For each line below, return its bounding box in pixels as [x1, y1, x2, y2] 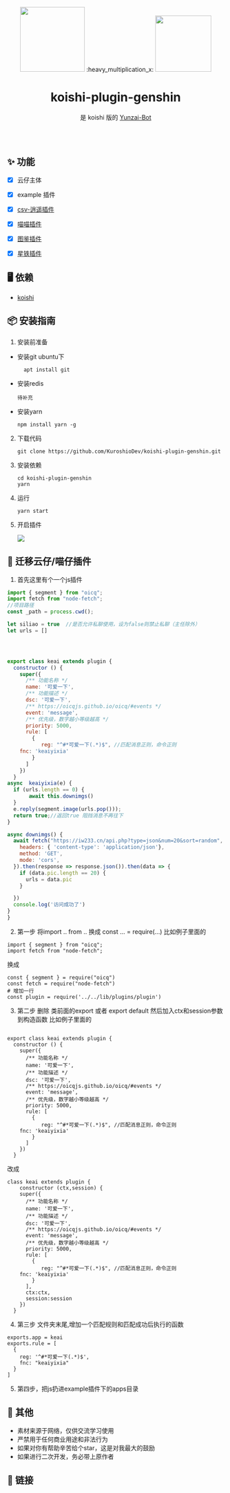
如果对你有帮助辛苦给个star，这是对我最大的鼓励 [17, 1443, 155, 1452]
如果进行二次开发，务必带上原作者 [17, 1452, 114, 1461]
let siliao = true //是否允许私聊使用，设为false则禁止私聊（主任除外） [7, 621, 200, 628]
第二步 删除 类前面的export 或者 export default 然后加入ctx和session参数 [17, 1006, 224, 1015]
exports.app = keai [7, 1334, 63, 1341]
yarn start [17, 507, 49, 514]
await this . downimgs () [28, 793, 94, 800]
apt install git [23, 366, 70, 373]
